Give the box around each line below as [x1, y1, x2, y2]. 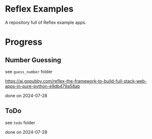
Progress [5, 36, 43, 48]
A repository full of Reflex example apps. [5, 19, 86, 25]
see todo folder [5, 120, 35, 125]
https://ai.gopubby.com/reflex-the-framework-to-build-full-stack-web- [5, 78, 147, 84]
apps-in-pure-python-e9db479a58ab [5, 83, 80, 89]
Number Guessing [5, 56, 62, 64]
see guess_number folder [5, 69, 53, 74]
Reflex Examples [5, 3, 74, 15]
